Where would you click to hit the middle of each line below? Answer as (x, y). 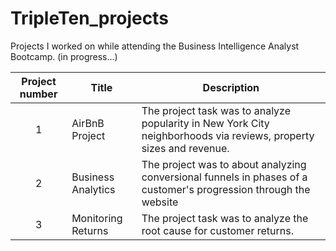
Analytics (93, 189)
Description (231, 87)
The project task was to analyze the (225, 218)
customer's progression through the (226, 189)
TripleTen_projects (89, 18)
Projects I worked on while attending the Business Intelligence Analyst (155, 46)
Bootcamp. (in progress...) (64, 56)
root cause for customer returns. (217, 230)
